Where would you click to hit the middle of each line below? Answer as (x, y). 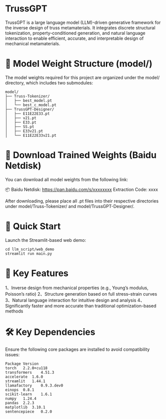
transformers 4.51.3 (30, 372)
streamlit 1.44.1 (25, 381)
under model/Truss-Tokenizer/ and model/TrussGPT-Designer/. (70, 206)
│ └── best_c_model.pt (31, 105)
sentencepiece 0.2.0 (29, 412)
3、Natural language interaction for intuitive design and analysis (71, 300)
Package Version (22, 364)
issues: (12, 354)
